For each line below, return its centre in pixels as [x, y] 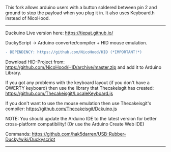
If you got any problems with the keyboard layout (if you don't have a [78, 82]
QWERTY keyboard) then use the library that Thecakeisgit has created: [80, 88]
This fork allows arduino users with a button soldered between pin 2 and [81, 7]
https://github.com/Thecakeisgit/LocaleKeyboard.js [59, 93]
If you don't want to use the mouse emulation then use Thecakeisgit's [78, 103]
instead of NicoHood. [27, 18]
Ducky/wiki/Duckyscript [30, 139]
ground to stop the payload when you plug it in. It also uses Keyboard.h [80, 13]
